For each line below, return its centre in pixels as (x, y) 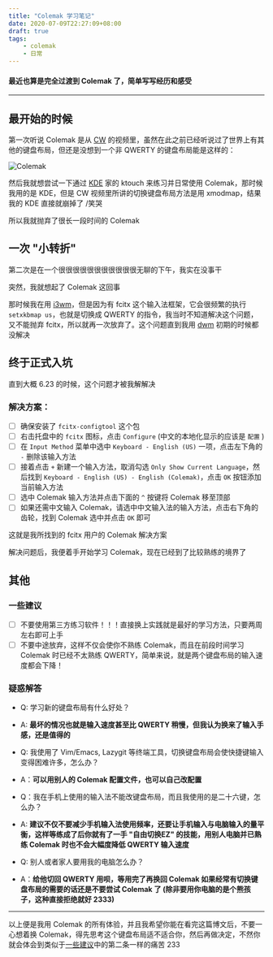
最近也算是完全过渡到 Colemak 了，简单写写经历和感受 (100, 80)
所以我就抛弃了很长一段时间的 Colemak (74, 221)
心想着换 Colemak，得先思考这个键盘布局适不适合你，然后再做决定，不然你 (134, 934)
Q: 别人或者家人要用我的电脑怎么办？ (82, 862)
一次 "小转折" (43, 249)
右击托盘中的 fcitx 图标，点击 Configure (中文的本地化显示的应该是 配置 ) (142, 436)
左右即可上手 (41, 635)
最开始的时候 (41, 119)
